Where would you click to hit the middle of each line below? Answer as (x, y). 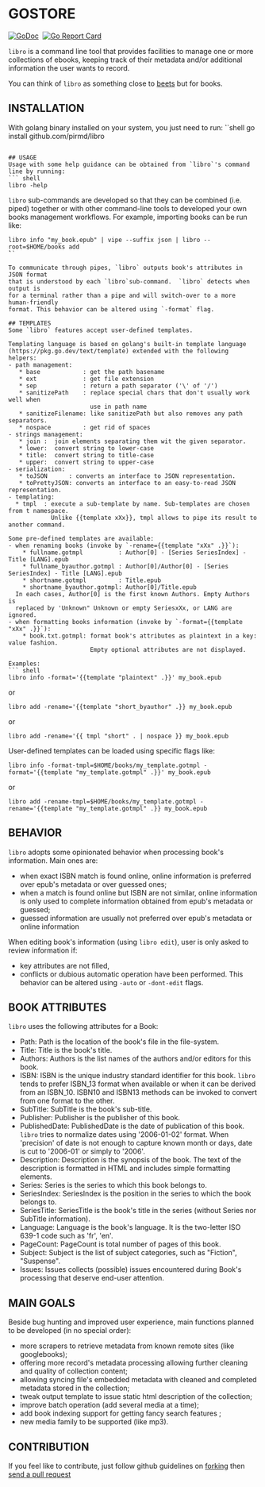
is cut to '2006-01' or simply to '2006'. (82, 1151)
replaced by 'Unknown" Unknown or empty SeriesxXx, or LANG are (124, 608)
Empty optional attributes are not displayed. (168, 649)
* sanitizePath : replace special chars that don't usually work (134, 393)
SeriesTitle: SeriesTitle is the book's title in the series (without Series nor (138, 1211)
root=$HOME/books (37, 247)
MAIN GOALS (42, 1303)
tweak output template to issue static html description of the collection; (136, 1396)
